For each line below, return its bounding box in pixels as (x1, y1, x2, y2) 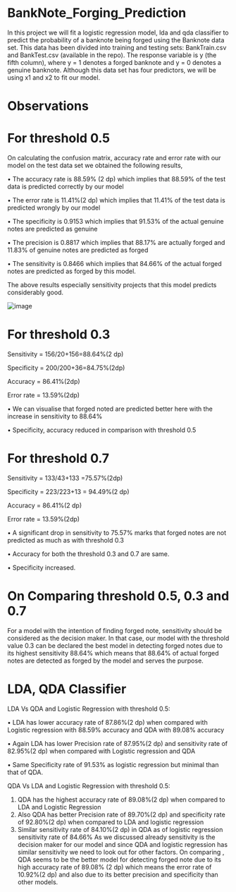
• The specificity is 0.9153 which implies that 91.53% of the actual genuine (7, 217, 224, 226)
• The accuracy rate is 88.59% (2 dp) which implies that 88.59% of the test (7, 175, 226, 183)
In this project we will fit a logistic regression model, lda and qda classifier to (7, 28, 229, 37)
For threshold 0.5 (7, 131, 111, 146)
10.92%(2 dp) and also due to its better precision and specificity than (17, 870, 218, 879)
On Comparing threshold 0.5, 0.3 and (7, 588, 230, 604)
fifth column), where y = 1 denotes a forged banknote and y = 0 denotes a (7, 58, 222, 66)
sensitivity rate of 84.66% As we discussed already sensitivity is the (17, 833, 216, 841)
